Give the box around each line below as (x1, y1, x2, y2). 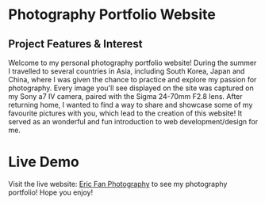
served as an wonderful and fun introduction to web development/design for (8, 117, 259, 126)
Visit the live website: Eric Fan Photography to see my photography (8, 179, 228, 188)
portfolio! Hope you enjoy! (8, 188, 94, 197)
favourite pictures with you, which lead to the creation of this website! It (8, 108, 243, 118)
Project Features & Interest (8, 37, 143, 51)
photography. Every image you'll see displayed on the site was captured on (8, 83, 254, 93)
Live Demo (8, 153, 79, 171)
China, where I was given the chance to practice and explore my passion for (8, 75, 257, 84)
